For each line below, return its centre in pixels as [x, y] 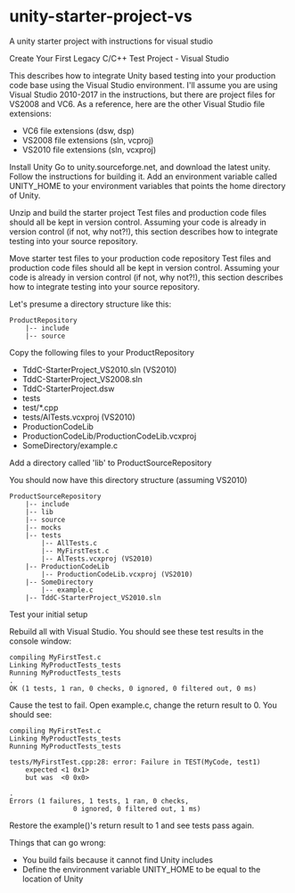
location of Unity [53, 879]
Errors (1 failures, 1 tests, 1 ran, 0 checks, [99, 801]
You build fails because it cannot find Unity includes [118, 860]
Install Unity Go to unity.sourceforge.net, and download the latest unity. [140, 167]
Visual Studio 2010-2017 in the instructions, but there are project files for [143, 94]
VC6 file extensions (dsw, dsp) [78, 130]
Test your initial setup [49, 614]
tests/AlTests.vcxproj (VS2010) [78, 417]
